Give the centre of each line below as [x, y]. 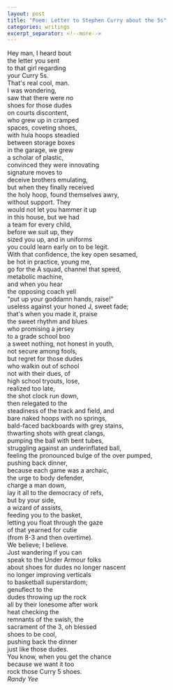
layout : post [26, 14]
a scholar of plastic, [36, 158]
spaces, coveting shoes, [42, 128]
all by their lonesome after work [53, 604]
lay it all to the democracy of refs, [55, 493]
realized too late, [31, 388]
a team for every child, [39, 224]
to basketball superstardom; [48, 582]
